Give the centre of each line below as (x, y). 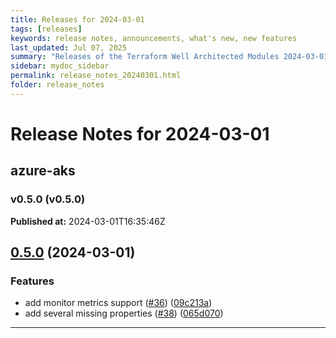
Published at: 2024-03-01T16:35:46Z (88, 221)
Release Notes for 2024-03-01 (140, 133)
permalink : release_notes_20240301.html (96, 76)
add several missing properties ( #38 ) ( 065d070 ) (124, 313)
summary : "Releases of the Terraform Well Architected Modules (145, 57)
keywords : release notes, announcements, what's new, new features (154, 38)
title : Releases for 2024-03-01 (77, 19)
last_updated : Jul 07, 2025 (69, 47)
